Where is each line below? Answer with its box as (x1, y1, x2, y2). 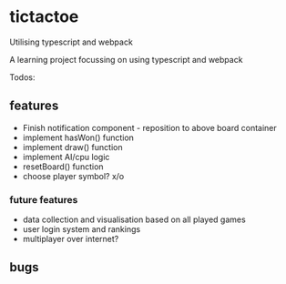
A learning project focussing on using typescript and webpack (9, 54, 243, 65)
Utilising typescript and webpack (9, 36, 134, 47)
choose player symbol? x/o (22, 170, 125, 181)
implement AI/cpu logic (22, 151, 110, 162)
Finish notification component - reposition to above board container (22, 122, 278, 133)
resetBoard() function (22, 161, 104, 172)
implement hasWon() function (22, 132, 135, 143)
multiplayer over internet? (22, 234, 119, 245)
